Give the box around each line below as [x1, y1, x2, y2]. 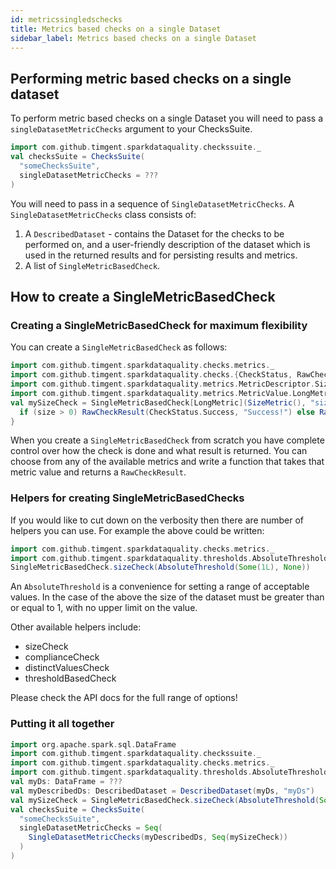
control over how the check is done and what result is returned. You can [10, 445, 308, 457]
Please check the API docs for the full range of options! [10, 692, 238, 704]
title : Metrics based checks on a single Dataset [10, 24, 222, 34]
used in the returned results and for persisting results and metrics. [24, 249, 298, 261]
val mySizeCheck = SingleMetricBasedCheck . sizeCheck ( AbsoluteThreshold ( [10, 795, 320, 805]
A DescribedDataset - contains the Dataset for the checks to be [24, 227, 285, 240]
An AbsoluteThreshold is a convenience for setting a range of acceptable [10, 581, 310, 593]
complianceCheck [24, 651, 100, 663]
